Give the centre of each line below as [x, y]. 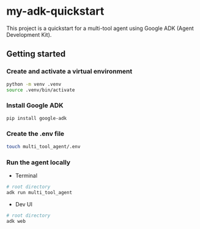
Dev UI [24, 204]
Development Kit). [29, 34]
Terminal [26, 176]
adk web [16, 221]
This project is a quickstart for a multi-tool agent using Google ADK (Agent [100, 28]
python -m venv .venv [34, 84]
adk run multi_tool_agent [39, 192]
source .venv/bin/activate [41, 90]
